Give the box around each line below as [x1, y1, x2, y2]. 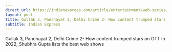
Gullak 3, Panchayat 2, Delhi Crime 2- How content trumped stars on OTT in [5, 36, 165, 42]
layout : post [5, 12, 33, 17]
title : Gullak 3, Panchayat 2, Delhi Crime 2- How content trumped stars [5, 17, 166, 22]
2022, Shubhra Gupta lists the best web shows [5, 41, 104, 47]
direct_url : [5, 7, 31, 13]
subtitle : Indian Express [5, 21, 60, 27]
